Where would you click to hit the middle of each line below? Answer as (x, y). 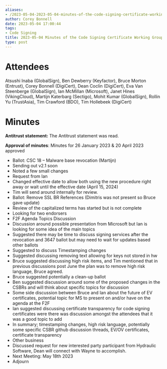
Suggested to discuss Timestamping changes (59, 250)
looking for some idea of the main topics (54, 229)
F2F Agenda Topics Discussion (44, 218)
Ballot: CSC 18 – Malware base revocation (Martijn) (64, 160)
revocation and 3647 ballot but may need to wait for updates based (81, 240)
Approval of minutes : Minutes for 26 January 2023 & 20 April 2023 (75, 145)
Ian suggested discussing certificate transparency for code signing (81, 308)
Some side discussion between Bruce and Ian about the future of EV (82, 292)
